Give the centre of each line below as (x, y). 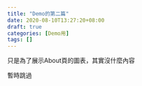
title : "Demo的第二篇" (38, 14)
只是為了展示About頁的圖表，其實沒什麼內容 (71, 61)
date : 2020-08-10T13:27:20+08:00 (56, 20)
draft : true (24, 27)
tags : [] (20, 40)
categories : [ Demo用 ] (38, 33)
